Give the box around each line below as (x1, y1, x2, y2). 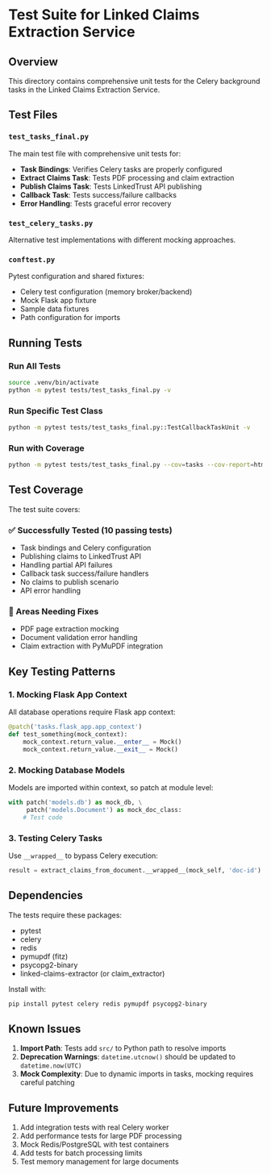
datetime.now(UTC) (19, 1062, 82, 1070)
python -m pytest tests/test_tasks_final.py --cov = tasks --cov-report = (8, 461, 254, 469)
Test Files (8, 108, 58, 122)
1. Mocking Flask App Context (8, 689, 127, 700)
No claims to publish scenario (19, 577, 119, 587)
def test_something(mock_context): (8, 731, 128, 739)
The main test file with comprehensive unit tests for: (8, 148, 181, 158)
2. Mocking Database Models (8, 764, 125, 776)
